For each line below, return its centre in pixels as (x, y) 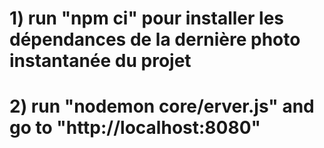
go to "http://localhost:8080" (135, 128)
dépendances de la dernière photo (155, 39)
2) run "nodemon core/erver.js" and (162, 106)
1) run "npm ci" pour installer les (146, 18)
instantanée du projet (100, 61)
